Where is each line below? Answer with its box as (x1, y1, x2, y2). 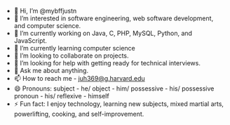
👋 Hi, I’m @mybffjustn (13, 7, 77, 15)
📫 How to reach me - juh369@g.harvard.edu (13, 74, 145, 82)
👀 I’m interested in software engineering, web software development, (13, 14, 214, 22)
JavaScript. (13, 37, 48, 45)
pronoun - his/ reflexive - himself (13, 92, 110, 100)
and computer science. (13, 22, 81, 29)
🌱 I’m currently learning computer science (13, 44, 135, 52)
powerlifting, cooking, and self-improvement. (13, 110, 144, 118)
